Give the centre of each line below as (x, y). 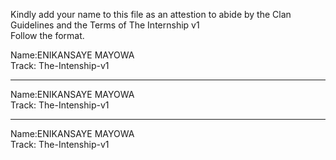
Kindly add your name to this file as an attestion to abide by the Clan (151, 14)
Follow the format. (47, 35)
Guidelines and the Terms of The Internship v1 (105, 25)
